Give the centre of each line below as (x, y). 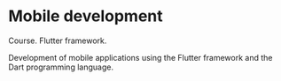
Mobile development (86, 16)
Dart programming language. (61, 67)
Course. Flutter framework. (58, 40)
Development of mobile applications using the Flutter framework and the (140, 57)
